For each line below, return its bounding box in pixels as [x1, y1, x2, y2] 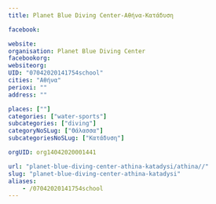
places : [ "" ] [8, 105, 51, 113]
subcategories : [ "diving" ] [8, 119, 97, 128]
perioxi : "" [8, 83, 47, 91]
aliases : [8, 177, 37, 185]
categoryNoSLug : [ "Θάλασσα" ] [8, 127, 104, 135]
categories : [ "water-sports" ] [8, 112, 108, 120]
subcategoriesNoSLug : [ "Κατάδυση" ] [8, 134, 125, 142]
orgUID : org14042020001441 [8, 148, 97, 156]
